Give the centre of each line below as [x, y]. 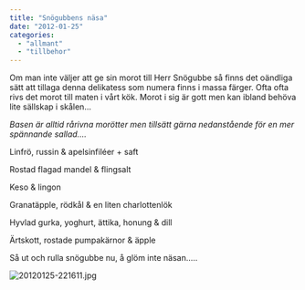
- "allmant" [41, 43]
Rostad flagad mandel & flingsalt [70, 170]
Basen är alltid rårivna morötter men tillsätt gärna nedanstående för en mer [152, 125]
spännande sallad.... [48, 134]
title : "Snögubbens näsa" [58, 18]
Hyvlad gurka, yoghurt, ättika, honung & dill [91, 223]
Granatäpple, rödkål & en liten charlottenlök [91, 205]
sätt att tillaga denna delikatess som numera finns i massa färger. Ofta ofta [149, 88]
